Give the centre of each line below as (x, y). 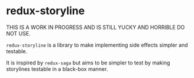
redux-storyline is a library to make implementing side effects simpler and (97, 45)
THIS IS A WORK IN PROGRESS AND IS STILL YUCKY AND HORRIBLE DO (96, 27)
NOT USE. (18, 33)
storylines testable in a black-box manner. (57, 69)
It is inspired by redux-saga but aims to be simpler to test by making (88, 63)
